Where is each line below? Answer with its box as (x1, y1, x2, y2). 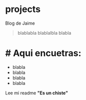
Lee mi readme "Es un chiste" (5, 89, 68, 96)
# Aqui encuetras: (5, 48, 81, 59)
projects (5, 4, 41, 15)
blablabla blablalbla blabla (17, 30, 71, 36)
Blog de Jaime (5, 20, 35, 26)
